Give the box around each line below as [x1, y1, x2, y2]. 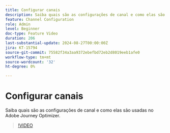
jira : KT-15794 [5, 45, 38, 50]
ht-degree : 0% [5, 64, 36, 69]
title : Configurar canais [5, 7, 60, 13]
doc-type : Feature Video [5, 31, 58, 36]
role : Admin [5, 21, 31, 27]
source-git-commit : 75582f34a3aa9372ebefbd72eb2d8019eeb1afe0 [5, 50, 140, 55]
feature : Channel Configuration [5, 17, 74, 22]
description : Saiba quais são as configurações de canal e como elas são [5, 12, 165, 17]
